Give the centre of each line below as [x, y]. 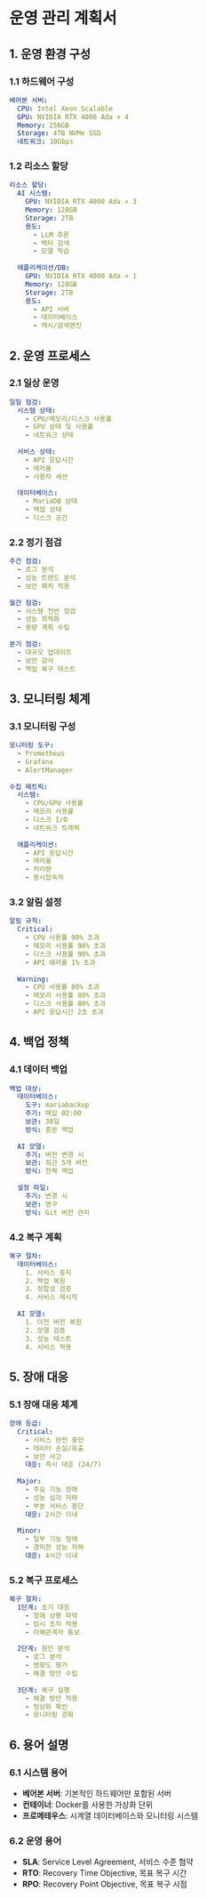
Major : [29, 1482]
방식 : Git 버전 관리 [58, 1212]
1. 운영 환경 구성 [50, 54]
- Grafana [35, 761]
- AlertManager [45, 770]
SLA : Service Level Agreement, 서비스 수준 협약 [107, 1862]
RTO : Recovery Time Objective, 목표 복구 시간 [104, 1873]
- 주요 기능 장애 [52, 1490]
